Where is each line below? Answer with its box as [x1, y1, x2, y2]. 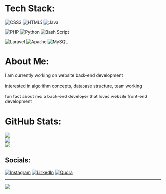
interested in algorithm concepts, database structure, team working [5, 83, 142, 89]
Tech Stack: [5, 3, 55, 14]
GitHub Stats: [5, 116, 62, 127]
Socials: [5, 156, 31, 165]
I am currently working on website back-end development [5, 72, 123, 78]
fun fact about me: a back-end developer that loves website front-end [5, 93, 147, 99]
